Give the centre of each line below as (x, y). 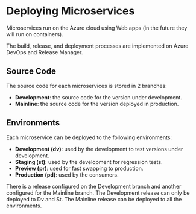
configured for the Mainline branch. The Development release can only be (98, 193)
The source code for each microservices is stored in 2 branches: (87, 86)
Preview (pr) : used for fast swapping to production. (79, 168)
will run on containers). (35, 34)
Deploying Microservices (71, 11)
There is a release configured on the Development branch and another (94, 186)
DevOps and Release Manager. (45, 52)
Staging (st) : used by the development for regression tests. (89, 162)
